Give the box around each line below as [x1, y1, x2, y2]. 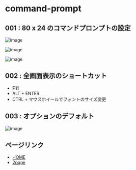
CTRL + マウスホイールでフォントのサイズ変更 [12, 96, 107, 102]
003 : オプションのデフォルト [5, 112, 94, 121]
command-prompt [5, 3, 82, 14]
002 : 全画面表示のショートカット [5, 72, 107, 80]
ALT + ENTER [12, 90, 40, 96]
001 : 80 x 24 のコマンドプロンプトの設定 [5, 24, 131, 32]
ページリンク [5, 141, 44, 149]
